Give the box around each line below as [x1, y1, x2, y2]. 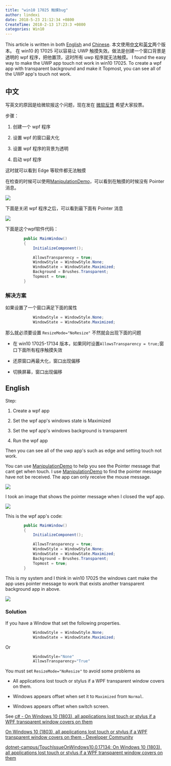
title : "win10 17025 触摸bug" [5, 7, 68, 13]
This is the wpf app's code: [5, 513, 63, 519]
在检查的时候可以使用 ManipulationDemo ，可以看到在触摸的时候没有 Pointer [5, 178, 165, 184]
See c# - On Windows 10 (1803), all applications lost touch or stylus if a [5, 713, 156, 720]
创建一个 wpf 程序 [12, 123, 51, 130]
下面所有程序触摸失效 [17, 346, 62, 353]
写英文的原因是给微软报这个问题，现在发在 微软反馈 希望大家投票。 [5, 101, 147, 108]
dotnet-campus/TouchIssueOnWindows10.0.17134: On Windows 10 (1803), [5, 744, 162, 751]
